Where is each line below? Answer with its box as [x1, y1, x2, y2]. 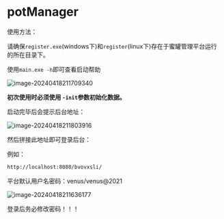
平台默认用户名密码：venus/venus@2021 [7, 177, 123, 185]
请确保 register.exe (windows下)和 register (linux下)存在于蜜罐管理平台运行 [7, 42, 217, 50]
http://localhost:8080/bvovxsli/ [7, 164, 102, 170]
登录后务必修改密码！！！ [7, 205, 79, 213]
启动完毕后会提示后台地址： [7, 107, 85, 116]
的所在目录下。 [7, 51, 49, 59]
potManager [7, 4, 79, 20]
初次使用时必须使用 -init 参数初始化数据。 [7, 93, 126, 101]
